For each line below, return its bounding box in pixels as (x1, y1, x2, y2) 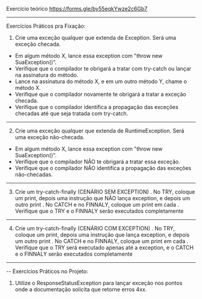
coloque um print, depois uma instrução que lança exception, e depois (14, 231, 190, 238)
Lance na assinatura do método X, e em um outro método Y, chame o (14, 78, 188, 85)
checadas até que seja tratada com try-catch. (14, 110, 128, 117)
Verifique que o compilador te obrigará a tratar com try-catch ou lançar (14, 65, 192, 72)
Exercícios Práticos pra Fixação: (6, 22, 86, 30)
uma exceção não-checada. (14, 134, 85, 140)
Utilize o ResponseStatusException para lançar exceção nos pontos (14, 280, 183, 286)
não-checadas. (14, 171, 53, 178)
